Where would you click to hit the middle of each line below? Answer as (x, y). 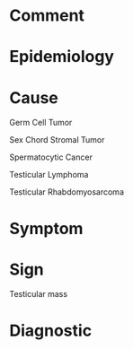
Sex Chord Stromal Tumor (57, 140)
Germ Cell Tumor (41, 123)
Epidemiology (62, 57)
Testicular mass (39, 294)
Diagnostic (51, 331)
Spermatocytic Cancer (51, 157)
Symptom (46, 228)
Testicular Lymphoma (49, 175)
